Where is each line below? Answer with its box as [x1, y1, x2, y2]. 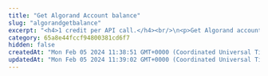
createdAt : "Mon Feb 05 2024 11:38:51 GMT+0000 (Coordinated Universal [8, 48, 251, 56]
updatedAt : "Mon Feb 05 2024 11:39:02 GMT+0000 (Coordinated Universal [8, 56, 251, 64]
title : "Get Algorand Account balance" [8, 11, 141, 20]
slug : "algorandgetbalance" [8, 19, 102, 27]
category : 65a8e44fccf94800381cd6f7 [8, 33, 130, 42]
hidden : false [8, 41, 56, 49]
